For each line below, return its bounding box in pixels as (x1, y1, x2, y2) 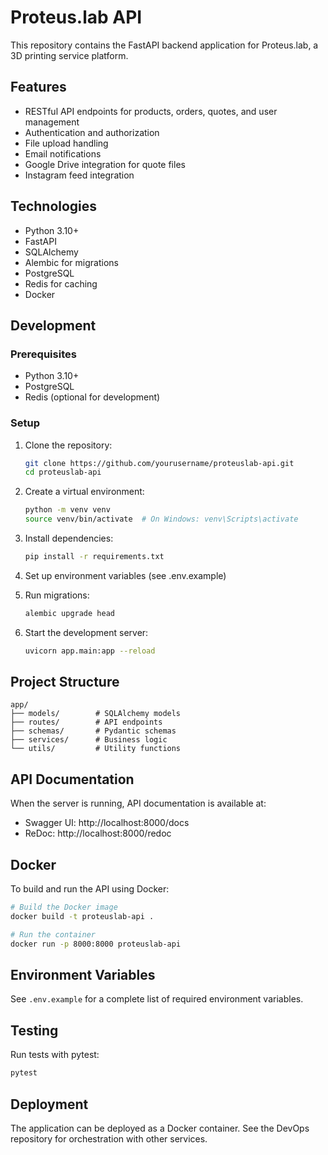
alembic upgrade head (24, 608, 115, 618)
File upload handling (24, 137, 109, 149)
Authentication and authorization (24, 126, 160, 138)
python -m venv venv (24, 505, 111, 515)
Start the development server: (24, 626, 149, 638)
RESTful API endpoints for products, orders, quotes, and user (24, 105, 278, 117)
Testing (10, 1022, 59, 1039)
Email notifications (24, 147, 102, 160)
